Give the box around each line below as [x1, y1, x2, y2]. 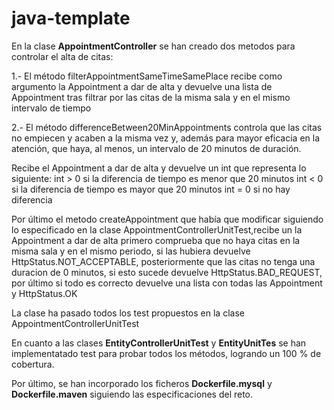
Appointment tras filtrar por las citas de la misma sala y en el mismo [11, 91, 291, 103]
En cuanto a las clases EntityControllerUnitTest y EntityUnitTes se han [11, 337, 307, 349]
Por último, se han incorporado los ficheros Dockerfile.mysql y [11, 377, 273, 389]
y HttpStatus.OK [11, 287, 78, 299]
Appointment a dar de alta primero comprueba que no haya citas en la [11, 234, 301, 246]
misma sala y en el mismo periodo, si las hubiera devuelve [11, 245, 251, 257]
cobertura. [11, 358, 55, 370]
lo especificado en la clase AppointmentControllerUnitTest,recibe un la [11, 223, 303, 236]
